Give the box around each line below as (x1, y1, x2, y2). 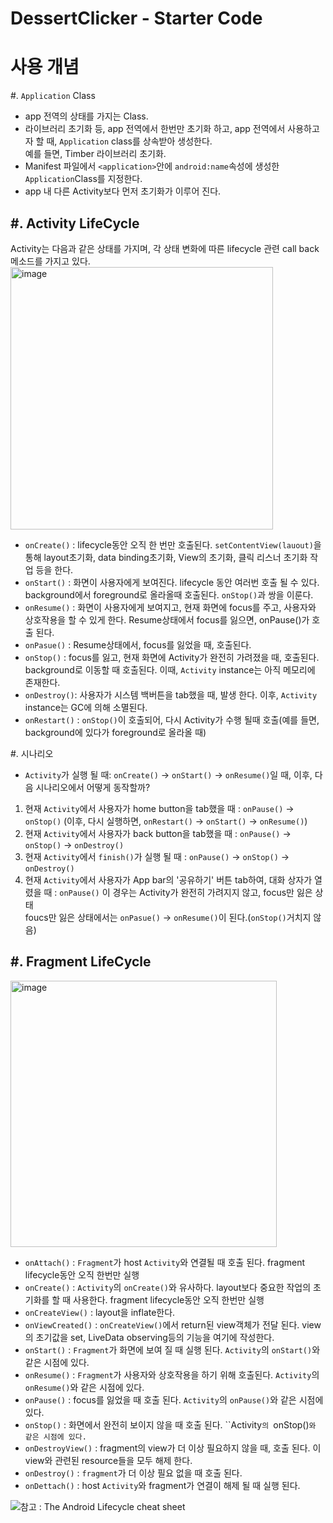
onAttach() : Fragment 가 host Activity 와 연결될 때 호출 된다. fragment (24, 1256, 306, 1268)
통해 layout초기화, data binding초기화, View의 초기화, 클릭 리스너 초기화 (24, 551, 308, 563)
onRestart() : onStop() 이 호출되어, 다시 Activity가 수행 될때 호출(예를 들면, (24, 713, 320, 726)
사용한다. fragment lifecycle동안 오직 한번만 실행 (73, 1293, 265, 1306)
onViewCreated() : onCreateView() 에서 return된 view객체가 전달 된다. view (24, 1318, 322, 1331)
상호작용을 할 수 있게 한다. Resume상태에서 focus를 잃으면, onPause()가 (24, 613, 310, 626)
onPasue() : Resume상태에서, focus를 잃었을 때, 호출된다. (24, 638, 252, 651)
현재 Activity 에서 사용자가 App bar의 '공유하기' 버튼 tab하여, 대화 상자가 (24, 873, 313, 886)
